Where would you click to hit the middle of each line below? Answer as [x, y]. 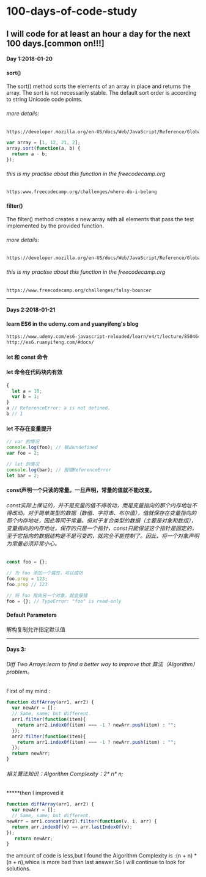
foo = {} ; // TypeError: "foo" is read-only [64, 601]
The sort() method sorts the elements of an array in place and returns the [98, 86]
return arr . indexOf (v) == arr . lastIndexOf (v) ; [72, 827]
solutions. [19, 868]
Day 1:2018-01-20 [30, 59]
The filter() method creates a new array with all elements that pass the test [100, 219]
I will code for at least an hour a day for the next [98, 34]
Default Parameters [31, 615]
